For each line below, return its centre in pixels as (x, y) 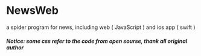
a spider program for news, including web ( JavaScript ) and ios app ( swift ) (101, 27)
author (15, 47)
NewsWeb (33, 11)
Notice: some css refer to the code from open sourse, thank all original (97, 41)
